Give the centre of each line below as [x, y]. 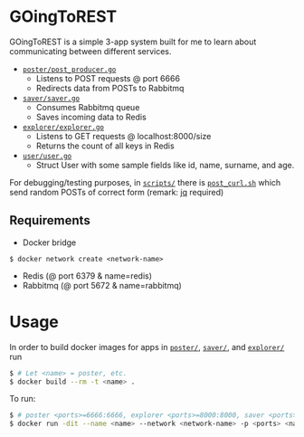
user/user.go [47, 156]
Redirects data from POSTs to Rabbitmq [110, 88]
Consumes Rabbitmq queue [88, 107]
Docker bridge [49, 242]
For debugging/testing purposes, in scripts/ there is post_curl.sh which [145, 182]
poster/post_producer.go [69, 70]
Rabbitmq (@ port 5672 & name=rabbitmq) [102, 285]
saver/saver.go [51, 98]
